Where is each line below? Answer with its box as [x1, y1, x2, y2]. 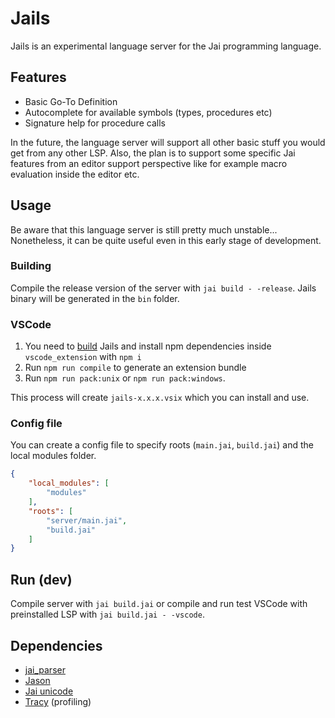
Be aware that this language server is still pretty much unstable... [10, 223, 278, 236]
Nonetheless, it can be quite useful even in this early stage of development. [10, 234, 322, 246]
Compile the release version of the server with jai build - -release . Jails [10, 282, 317, 294]
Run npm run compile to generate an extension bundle [24, 362, 247, 374]
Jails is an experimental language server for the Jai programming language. [10, 40, 322, 52]
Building [10, 259, 52, 273]
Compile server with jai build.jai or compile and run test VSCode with [10, 598, 308, 610]
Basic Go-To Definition [24, 95, 118, 107]
